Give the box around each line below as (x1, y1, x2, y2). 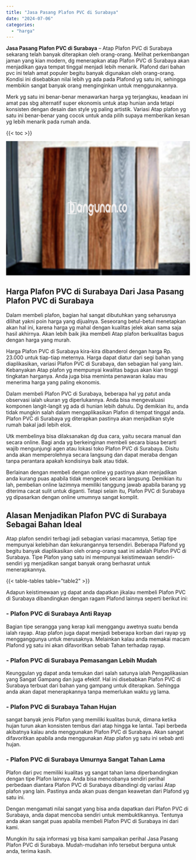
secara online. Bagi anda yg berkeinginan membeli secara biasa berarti (6, 439, 177, 446)
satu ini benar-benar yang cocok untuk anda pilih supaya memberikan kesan (6, 112, 190, 119)
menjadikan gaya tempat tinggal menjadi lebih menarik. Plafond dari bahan (6, 63, 185, 70)
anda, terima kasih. (6, 847, 52, 854)
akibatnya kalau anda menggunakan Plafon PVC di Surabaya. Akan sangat (6, 728, 184, 735)
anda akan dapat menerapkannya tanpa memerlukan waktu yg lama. (6, 688, 171, 695)
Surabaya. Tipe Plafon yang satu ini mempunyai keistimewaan (6, 553, 155, 561)
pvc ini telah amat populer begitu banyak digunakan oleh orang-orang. (6, 70, 176, 77)
